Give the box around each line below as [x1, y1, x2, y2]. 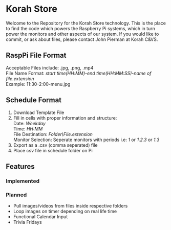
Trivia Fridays [13, 219, 42, 225]
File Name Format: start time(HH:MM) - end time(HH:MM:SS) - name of [6, 70, 152, 76]
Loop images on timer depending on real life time [13, 208, 117, 215]
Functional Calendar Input [13, 214, 68, 220]
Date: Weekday [13, 120, 46, 126]
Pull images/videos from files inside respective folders [13, 203, 128, 209]
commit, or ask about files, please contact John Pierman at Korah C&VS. [6, 36, 158, 42]
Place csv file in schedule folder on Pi [13, 147, 93, 153]
